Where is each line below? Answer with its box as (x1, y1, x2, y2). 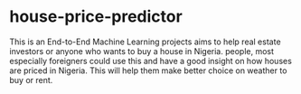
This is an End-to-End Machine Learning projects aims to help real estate (9, 36, 282, 47)
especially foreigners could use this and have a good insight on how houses (9, 55, 292, 66)
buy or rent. (9, 74, 53, 85)
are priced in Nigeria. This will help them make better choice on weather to (9, 65, 287, 76)
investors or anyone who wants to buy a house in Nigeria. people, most (9, 45, 274, 56)
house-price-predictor (9, 6, 183, 27)
